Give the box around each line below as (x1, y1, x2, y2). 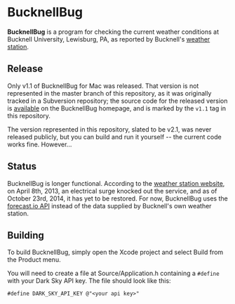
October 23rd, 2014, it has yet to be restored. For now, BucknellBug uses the (7, 194, 228, 203)
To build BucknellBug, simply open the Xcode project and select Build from (7, 248, 224, 257)
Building (7, 229, 44, 241)
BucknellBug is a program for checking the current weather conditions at (7, 27, 220, 36)
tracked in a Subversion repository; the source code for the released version (7, 96, 228, 105)
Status (7, 160, 37, 172)
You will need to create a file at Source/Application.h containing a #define (7, 269, 220, 278)
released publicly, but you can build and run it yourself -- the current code (7, 132, 222, 141)
